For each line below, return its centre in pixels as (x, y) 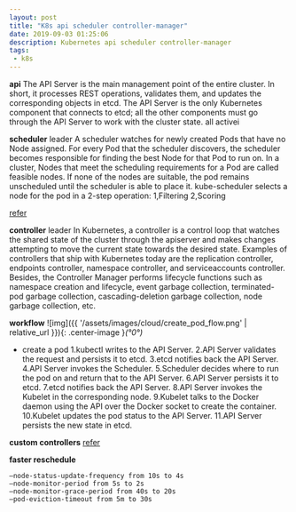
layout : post (33, 17)
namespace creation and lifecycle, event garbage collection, (120, 287)
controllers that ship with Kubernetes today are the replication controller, (141, 258)
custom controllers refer (55, 442)
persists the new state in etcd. (77, 425)
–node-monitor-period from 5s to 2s (77, 484)
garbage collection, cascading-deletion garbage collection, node (144, 296)
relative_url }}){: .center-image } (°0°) (76, 332)
